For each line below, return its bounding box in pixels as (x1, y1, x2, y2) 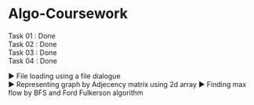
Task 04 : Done (8, 56, 57, 65)
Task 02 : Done (8, 39, 57, 49)
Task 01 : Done (8, 31, 56, 40)
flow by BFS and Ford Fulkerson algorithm (8, 88, 143, 97)
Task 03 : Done (8, 48, 57, 57)
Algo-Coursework (8, 5, 128, 23)
